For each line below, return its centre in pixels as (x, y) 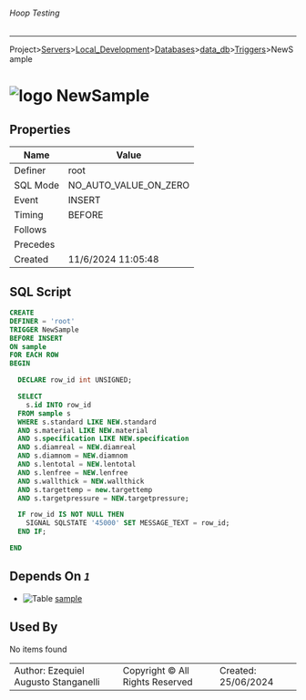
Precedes (35, 244)
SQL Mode (37, 185)
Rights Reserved (158, 682)
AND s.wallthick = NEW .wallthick (81, 481)
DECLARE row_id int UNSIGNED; (75, 380)
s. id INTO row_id (59, 405)
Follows (31, 230)
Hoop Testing (35, 13)
